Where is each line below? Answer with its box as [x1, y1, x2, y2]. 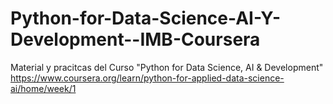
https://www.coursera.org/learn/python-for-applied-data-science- [10, 72, 285, 84]
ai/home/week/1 [10, 82, 77, 94]
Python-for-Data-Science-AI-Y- [10, 7, 282, 30]
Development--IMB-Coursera [10, 28, 261, 51]
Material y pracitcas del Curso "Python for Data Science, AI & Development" [10, 61, 324, 73]
